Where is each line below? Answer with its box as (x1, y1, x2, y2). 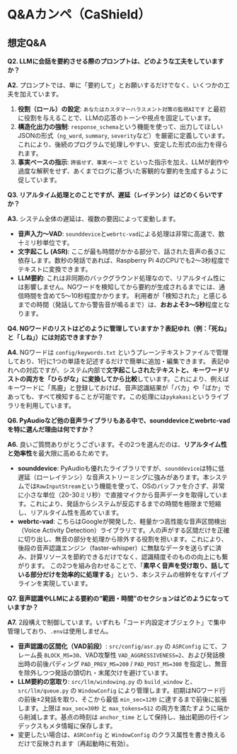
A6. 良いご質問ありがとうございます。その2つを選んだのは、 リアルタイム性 (7, 440, 228, 448)
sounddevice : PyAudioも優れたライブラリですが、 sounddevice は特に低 (17, 464, 225, 472)
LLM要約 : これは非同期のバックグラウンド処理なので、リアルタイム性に (17, 274, 226, 282)
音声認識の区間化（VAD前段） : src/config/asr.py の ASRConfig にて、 (17, 642, 221, 650)
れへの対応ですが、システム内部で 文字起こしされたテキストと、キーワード (7, 366, 224, 374)
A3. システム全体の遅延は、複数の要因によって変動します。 (7, 215, 180, 223)
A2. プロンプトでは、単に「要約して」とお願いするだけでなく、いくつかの (7, 81, 224, 89)
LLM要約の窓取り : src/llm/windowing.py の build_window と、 (17, 678, 197, 685)
